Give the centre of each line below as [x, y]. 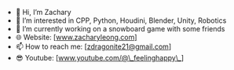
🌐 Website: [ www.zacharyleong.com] [76, 37]
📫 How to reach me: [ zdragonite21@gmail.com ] [93, 46]
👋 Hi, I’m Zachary [44, 12]
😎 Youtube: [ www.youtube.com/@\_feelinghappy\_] [100, 58]
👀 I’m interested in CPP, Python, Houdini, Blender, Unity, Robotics [121, 20]
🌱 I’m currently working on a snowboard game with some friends [120, 29]
